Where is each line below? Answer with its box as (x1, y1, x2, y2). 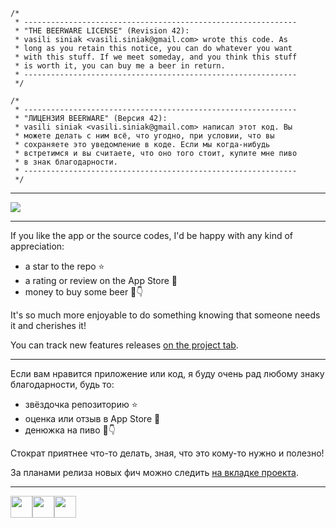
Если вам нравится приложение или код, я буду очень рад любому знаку (10, 368, 325, 379)
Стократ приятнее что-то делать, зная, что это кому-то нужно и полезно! (10, 447, 325, 459)
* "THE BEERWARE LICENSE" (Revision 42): (14, 26, 190, 36)
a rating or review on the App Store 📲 (24, 275, 178, 286)
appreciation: (10, 240, 65, 252)
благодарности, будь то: (10, 379, 115, 390)
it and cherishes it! (10, 320, 87, 331)
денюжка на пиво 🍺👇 (24, 424, 116, 436)
